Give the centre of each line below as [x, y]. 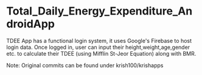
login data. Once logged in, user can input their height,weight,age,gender [98, 47]
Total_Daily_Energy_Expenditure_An [99, 11]
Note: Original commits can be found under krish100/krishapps [85, 65]
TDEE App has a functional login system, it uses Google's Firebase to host [99, 41]
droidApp [30, 24]
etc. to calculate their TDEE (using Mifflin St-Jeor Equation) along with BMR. [101, 53]
